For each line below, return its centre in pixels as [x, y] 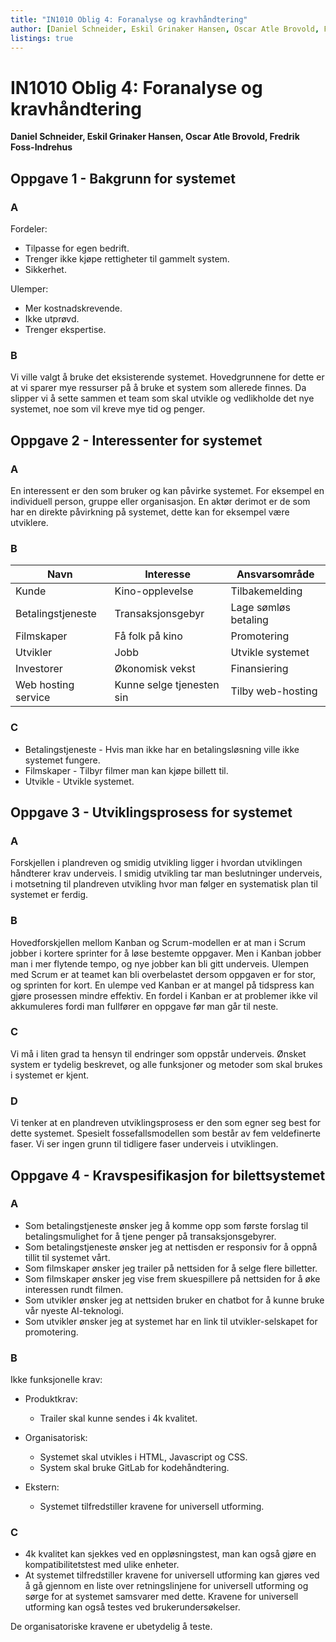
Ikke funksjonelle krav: [56, 1380]
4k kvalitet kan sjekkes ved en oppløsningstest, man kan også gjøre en [170, 1554]
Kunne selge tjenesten [167, 685]
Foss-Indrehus [41, 147]
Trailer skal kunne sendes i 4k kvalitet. [118, 1418]
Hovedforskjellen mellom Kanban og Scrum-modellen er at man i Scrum [158, 942]
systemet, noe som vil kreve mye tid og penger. [108, 409]
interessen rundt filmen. [74, 1289]
